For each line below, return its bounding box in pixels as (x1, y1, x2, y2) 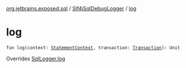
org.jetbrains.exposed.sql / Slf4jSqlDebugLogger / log (6, 5, 137, 12)
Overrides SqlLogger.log (6, 55, 66, 62)
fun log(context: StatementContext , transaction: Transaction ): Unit (6, 45, 181, 50)
